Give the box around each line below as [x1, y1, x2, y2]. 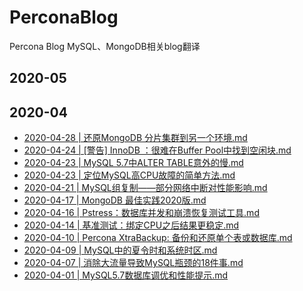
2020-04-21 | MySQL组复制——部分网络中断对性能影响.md [23, 182, 268, 194]
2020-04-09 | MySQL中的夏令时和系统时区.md [23, 244, 218, 256]
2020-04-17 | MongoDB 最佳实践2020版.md [23, 194, 207, 206]
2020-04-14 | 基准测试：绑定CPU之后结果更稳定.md [23, 219, 240, 231]
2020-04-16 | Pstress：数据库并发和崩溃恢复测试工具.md [23, 207, 260, 219]
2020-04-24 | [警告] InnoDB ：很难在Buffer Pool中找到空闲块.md [23, 144, 292, 156]
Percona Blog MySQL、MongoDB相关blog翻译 [9, 40, 201, 52]
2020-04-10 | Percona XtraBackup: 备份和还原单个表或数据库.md [23, 232, 293, 244]
